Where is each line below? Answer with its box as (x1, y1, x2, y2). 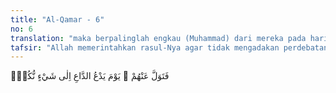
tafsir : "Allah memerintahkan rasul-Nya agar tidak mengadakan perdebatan (10, 42, 329, 53)
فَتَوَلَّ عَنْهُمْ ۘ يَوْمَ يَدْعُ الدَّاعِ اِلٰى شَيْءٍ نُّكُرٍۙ (10, 70, 170, 82)
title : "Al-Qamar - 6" (10, 14, 105, 25)
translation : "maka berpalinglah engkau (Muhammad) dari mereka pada (10, 33, 307, 43)
